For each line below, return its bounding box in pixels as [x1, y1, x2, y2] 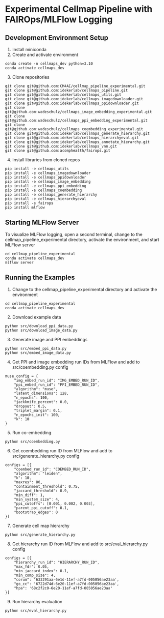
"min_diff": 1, [14, 493, 45, 498]
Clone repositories [12, 74, 50, 80]
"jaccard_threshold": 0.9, [14, 488, 69, 493]
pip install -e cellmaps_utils [5, 166, 69, 171]
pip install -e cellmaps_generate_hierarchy [5, 192, 97, 197]
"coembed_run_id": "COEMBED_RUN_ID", [14, 467, 91, 471]
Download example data [12, 314, 61, 320]
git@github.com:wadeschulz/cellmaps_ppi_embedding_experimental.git [5, 118, 148, 123]
